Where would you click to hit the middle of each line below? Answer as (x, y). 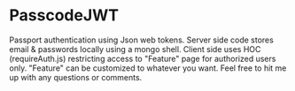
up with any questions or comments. (76, 77)
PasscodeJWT (64, 15)
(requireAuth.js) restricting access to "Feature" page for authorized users (143, 58)
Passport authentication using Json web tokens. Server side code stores (142, 40)
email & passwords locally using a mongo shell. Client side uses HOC (135, 49)
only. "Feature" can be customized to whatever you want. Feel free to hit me (148, 68)
